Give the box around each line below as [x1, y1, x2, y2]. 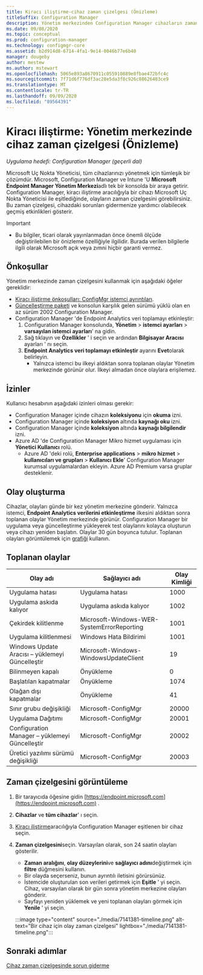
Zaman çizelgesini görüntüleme [6, 777, 128, 787]
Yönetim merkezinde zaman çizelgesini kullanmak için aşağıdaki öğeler [6, 277, 183, 285]
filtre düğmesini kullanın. [24, 865, 86, 873]
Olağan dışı [9, 687, 41, 695]
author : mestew [6, 59, 45, 65]
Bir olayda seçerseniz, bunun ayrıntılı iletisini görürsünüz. [24, 872, 166, 879]
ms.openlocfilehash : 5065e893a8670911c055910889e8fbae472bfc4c [6, 71, 169, 77]
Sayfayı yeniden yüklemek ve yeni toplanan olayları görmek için [24, 898, 182, 905]
